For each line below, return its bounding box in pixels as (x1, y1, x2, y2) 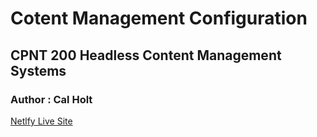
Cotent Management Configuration (10, 7, 308, 30)
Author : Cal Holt (10, 92, 93, 106)
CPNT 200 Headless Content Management (10, 47, 282, 64)
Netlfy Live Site (10, 115, 73, 127)
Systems (10, 62, 67, 79)
